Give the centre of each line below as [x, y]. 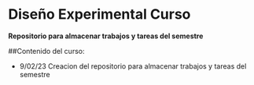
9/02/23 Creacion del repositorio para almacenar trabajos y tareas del [133, 66]
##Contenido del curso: [46, 51]
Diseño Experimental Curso [99, 14]
